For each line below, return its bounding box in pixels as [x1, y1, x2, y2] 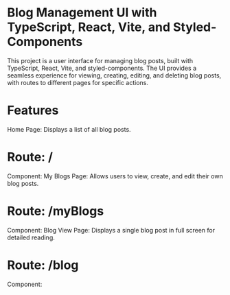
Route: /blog [7, 257, 79, 272]
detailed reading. [7, 233, 55, 241]
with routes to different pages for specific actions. [7, 78, 149, 86]
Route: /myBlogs [7, 204, 104, 219]
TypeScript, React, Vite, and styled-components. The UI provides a [7, 64, 197, 72]
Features [7, 103, 59, 118]
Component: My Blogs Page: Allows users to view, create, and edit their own [7, 172, 223, 180]
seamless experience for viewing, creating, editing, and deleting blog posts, [7, 71, 222, 80]
